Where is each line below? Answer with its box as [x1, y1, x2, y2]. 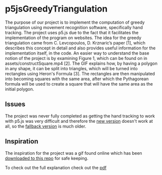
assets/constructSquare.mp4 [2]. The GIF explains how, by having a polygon [5, 60, 158, 66]
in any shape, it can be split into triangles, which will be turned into [5, 65, 138, 71]
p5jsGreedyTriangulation [5, 3, 108, 15]
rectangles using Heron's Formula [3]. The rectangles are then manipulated [5, 71, 155, 76]
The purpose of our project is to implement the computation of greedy [5, 19, 145, 25]
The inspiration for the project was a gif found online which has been [5, 150, 143, 156]
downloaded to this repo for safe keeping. [5, 155, 88, 161]
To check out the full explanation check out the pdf [5, 164, 107, 170]
